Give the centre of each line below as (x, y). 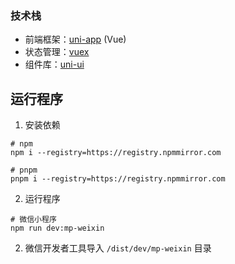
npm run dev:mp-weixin (57, 228)
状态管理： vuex (57, 52)
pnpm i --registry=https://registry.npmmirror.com (118, 179)
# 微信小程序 (33, 220)
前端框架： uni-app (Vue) (75, 39)
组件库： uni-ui (54, 64)
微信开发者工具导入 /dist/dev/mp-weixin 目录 (118, 248)
